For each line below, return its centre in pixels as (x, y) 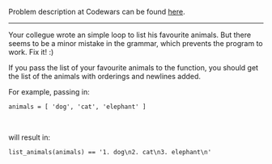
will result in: (30, 137)
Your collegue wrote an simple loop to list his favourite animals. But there (130, 35)
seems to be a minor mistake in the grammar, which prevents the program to (136, 43)
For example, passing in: (49, 92)
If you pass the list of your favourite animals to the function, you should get (134, 67)
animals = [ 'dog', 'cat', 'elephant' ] (78, 107)
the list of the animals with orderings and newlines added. (104, 76)
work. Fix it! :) (31, 52)
